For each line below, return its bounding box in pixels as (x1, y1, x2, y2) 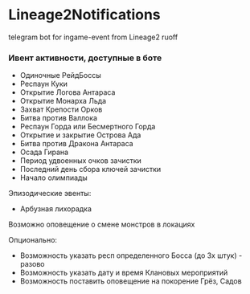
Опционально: (8, 235, 58, 245)
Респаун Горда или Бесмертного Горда (19, 122, 156, 132)
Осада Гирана (19, 147, 69, 157)
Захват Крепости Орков (19, 104, 103, 114)
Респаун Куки (19, 79, 68, 89)
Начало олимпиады (19, 173, 88, 182)
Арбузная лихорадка (19, 204, 92, 214)
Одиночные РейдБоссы (19, 71, 102, 80)
